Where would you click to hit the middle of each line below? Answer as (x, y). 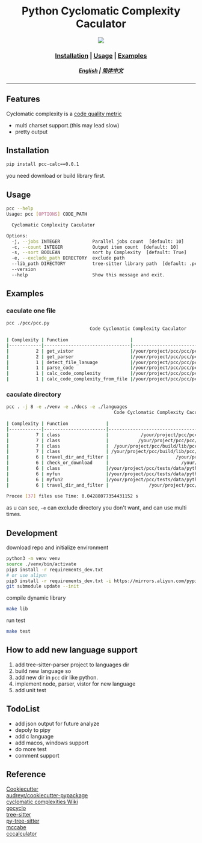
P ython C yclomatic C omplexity (101, 11)
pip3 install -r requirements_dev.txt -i (59, 581)
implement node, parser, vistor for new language (75, 684)
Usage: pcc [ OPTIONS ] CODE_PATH (47, 215)
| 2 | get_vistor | (70, 351)
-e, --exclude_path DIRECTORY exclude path (68, 258)
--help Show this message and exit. (88, 275)
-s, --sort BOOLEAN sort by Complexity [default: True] (99, 253)
